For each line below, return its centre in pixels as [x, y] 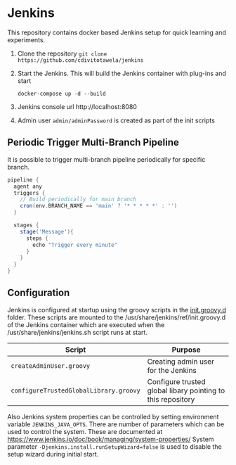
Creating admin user [181, 362]
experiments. [26, 39]
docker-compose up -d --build [62, 94]
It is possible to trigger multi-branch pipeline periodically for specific [106, 159]
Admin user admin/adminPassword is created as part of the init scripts [116, 120]
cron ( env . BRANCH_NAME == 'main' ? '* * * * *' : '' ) [99, 206]
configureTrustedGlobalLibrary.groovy [76, 390]
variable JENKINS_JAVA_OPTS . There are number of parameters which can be [116, 424]
